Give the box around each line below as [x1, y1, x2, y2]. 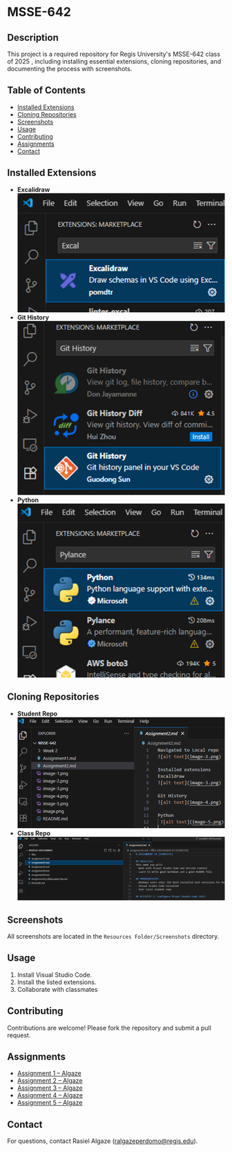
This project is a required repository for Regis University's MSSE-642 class [7, 50, 221, 58]
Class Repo [17, 829, 50, 837]
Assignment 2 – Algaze [17, 1077, 83, 1085]
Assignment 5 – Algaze [17, 1099, 83, 1107]
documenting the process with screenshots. [7, 65, 133, 73]
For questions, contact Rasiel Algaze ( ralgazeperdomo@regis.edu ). [7, 1137, 198, 1145]
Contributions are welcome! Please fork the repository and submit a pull [7, 1024, 212, 1032]
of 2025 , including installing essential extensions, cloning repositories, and [7, 57, 222, 66]
